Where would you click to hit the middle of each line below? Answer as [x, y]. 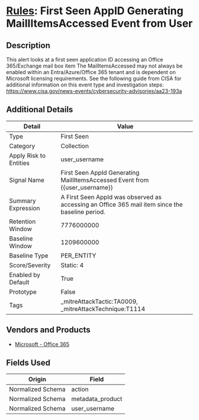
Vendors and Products [48, 330]
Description [28, 45]
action [80, 389]
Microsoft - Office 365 [42, 344]
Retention [23, 222]
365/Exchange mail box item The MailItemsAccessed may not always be [94, 66]
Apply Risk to [28, 155]
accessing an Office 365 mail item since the [122, 204]
